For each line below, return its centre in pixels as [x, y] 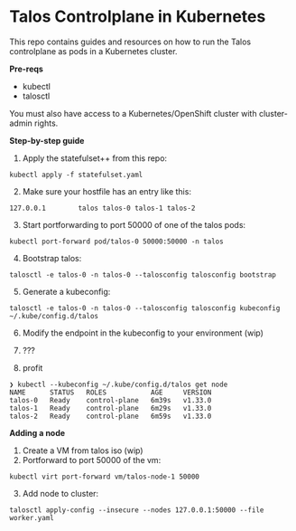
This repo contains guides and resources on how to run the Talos [130, 42]
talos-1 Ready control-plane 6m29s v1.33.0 [111, 408]
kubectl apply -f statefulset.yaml [76, 175]
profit [32, 367]
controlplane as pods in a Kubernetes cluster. [93, 51]
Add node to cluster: [60, 493]
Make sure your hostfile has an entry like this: [107, 191]
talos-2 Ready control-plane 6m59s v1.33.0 [111, 416]
